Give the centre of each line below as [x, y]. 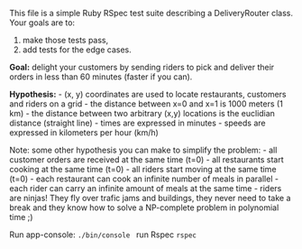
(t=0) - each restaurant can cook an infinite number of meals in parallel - [144, 179]
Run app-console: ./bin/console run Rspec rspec [103, 235]
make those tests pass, [65, 40]
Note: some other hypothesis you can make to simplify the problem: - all [143, 150]
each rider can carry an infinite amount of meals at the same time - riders [146, 188]
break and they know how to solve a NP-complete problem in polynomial [144, 207]
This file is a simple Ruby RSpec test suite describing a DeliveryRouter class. [151, 13]
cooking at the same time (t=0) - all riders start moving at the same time [143, 169]
